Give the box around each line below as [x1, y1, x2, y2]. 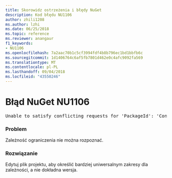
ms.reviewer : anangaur [5, 36, 54, 41]
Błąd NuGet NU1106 [5, 96, 90, 108]
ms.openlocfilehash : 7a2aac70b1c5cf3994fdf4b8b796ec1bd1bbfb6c [5, 50, 143, 55]
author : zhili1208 [5, 17, 45, 22]
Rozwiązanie [5, 150, 38, 157]
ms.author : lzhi [5, 21, 40, 27]
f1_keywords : [5, 41, 33, 46]
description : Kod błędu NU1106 [5, 12, 72, 17]
